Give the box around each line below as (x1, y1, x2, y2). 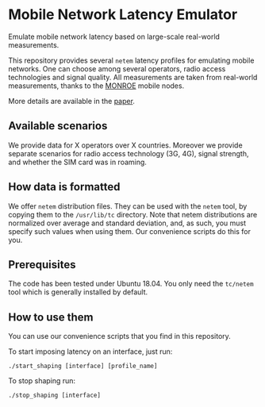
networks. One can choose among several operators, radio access (8, 63, 226, 73)
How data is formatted (8, 180, 121, 194)
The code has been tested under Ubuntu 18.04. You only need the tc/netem (8, 279, 254, 289)
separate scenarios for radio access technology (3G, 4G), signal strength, (8, 148, 249, 158)
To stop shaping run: (8, 376, 76, 386)
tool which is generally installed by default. (8, 287, 148, 297)
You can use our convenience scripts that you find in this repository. (8, 332, 232, 341)
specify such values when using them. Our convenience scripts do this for (8, 226, 252, 236)
